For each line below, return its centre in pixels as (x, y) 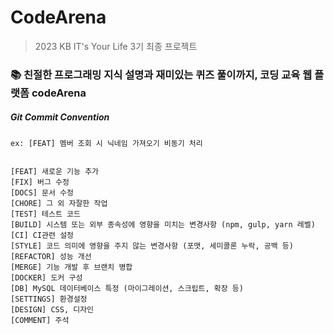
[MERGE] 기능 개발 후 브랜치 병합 (71, 267)
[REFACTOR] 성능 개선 (51, 256)
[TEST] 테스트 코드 (45, 214)
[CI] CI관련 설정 (42, 235)
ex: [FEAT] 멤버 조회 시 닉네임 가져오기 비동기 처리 (106, 143)
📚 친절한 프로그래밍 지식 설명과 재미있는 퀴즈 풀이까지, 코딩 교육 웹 (161, 74)
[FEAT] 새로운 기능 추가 (55, 171)
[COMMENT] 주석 (40, 320)
